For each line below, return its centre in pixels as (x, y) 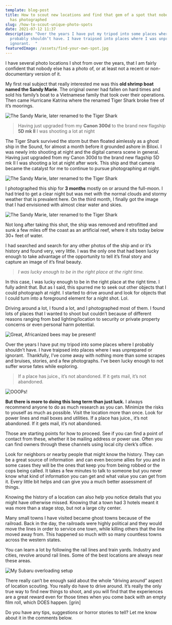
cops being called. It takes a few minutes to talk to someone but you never (84, 470)
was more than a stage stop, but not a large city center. (63, 508)
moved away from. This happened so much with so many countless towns (84, 534)
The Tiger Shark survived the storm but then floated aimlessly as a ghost (82, 141)
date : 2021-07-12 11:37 (31, 29)
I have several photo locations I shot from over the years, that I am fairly (81, 63)
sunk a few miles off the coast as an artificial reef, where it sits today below (84, 230)
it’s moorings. (20, 105)
